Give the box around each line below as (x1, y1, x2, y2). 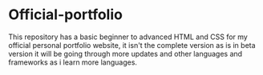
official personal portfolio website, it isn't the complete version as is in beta (8, 40, 256, 49)
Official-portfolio (8, 6, 123, 24)
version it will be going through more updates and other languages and (8, 49, 243, 58)
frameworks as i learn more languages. (8, 57, 138, 67)
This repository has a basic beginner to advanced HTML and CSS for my (8, 32, 249, 41)
